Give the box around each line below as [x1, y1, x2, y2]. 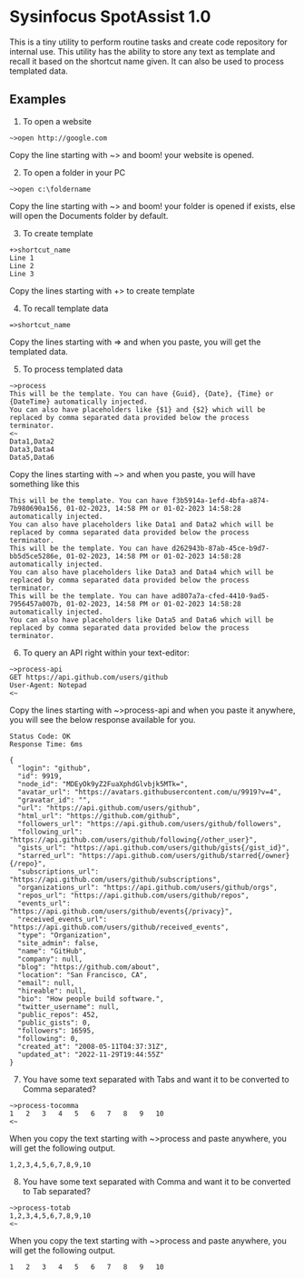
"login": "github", [17, 764, 92, 773]
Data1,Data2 [9, 436, 54, 446]
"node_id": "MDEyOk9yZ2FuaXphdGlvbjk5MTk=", [17, 779, 189, 788]
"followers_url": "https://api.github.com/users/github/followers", [17, 819, 282, 828]
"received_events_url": [17, 914, 107, 924]
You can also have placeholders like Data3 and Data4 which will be [9, 567, 274, 576]
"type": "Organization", [17, 930, 112, 940]
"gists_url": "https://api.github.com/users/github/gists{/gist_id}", [17, 843, 290, 852]
